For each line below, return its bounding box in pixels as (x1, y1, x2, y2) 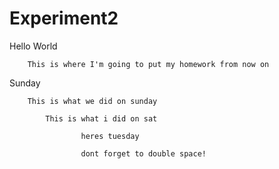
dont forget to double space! (80, 148, 207, 159)
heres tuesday (80, 131, 140, 141)
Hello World (9, 40, 58, 52)
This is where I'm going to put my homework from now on (27, 59, 270, 69)
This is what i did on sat (45, 113, 158, 124)
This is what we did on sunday (27, 96, 158, 106)
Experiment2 (9, 7, 119, 30)
